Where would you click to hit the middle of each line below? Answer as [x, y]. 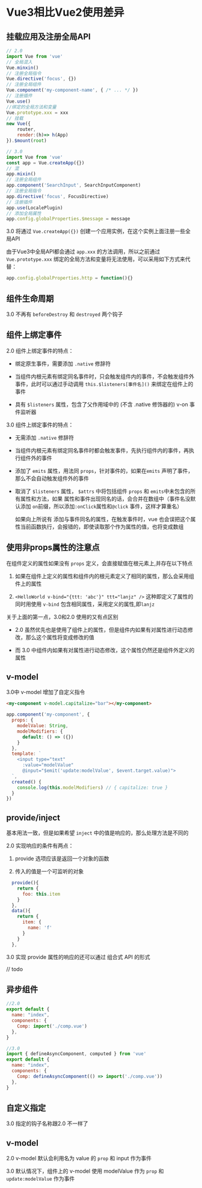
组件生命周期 [30, 299]
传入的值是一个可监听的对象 [49, 872]
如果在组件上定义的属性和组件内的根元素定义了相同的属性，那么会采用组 [104, 576]
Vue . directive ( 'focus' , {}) [41, 79]
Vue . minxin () [23, 68]
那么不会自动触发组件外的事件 [52, 478]
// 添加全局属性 [24, 213]
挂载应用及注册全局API [49, 37]
